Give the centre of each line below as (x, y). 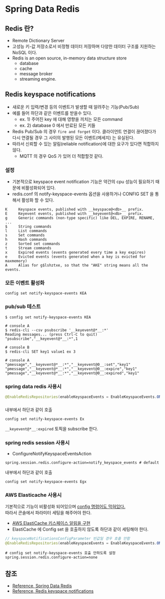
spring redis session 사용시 (37, 443)
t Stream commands (28, 248)
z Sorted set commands (33, 244)
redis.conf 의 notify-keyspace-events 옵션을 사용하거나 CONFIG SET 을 (83, 194)
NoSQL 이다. (25, 52)
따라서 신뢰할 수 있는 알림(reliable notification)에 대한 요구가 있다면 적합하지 (85, 144)
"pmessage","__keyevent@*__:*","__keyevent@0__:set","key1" (68, 364)
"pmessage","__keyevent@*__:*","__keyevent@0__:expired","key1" (72, 373)
